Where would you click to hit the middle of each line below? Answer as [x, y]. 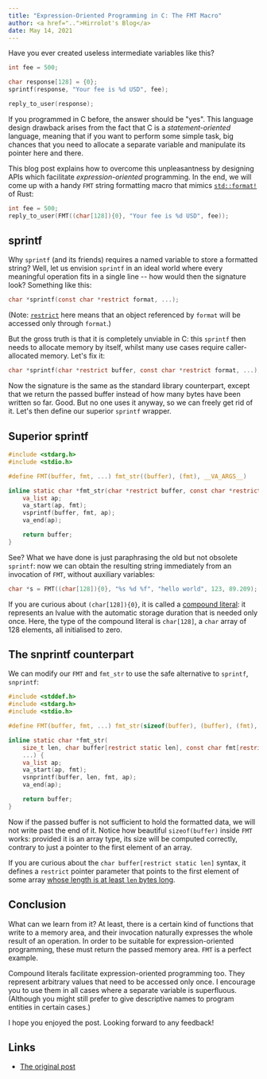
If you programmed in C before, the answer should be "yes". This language [131, 119]
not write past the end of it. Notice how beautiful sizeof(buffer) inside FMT [130, 830]
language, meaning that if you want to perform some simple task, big [121, 135]
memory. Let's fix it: [73, 356]
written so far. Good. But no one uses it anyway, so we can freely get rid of [131, 402]
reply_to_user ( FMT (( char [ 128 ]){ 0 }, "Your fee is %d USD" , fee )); [119, 216]
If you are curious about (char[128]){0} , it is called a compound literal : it [127, 604]
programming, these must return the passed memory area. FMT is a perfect [130, 949]
